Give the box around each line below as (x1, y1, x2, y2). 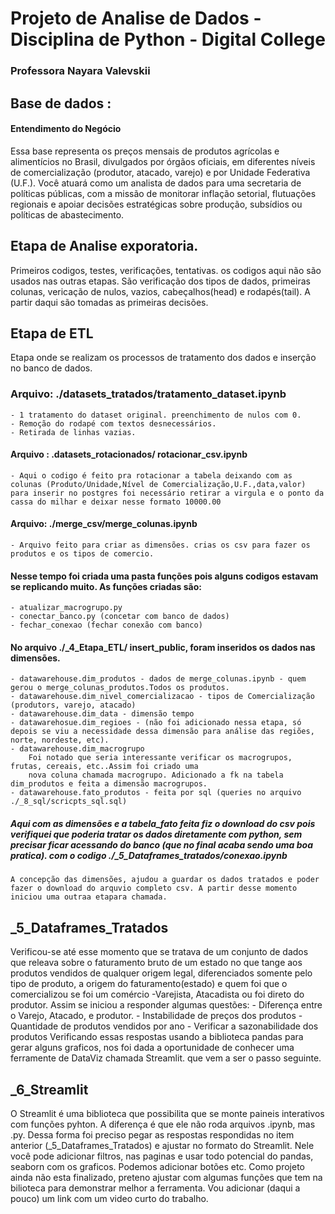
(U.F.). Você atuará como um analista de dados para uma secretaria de (10, 177, 302, 189)
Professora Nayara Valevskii (10, 64, 151, 78)
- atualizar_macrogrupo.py (10, 603, 123, 613)
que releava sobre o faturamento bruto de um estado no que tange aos (10, 957, 303, 969)
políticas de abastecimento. (10, 208, 125, 221)
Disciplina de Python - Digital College (10, 28, 326, 51)
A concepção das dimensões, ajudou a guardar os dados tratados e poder (10, 875, 320, 885)
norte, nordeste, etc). (10, 735, 110, 746)
